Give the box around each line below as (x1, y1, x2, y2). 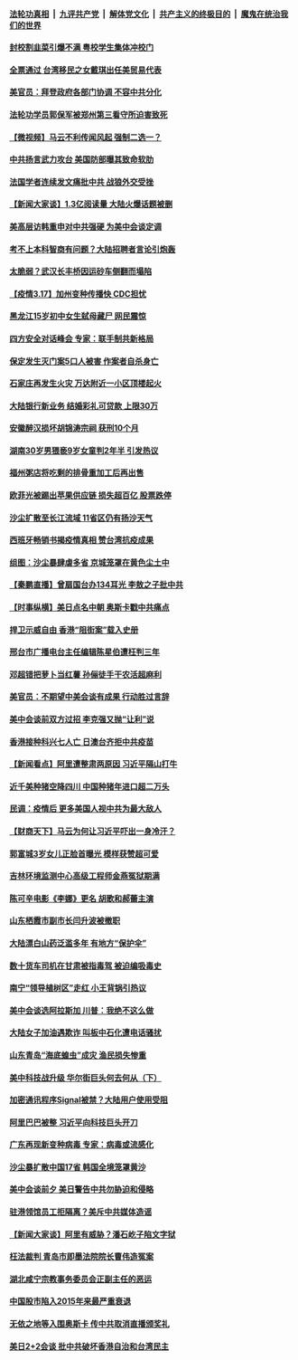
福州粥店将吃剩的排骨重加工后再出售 (9, 467, 144, 479)
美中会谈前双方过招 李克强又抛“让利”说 (9, 714, 155, 724)
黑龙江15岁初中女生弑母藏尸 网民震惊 (9, 310, 147, 321)
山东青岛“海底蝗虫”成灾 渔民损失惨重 (9, 1050, 147, 1060)
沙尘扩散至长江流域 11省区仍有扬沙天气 (9, 512, 154, 523)
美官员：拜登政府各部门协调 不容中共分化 (9, 87, 163, 98)
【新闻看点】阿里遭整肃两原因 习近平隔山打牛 (9, 758, 178, 769)
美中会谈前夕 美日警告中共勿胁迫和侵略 (9, 1184, 154, 1194)
